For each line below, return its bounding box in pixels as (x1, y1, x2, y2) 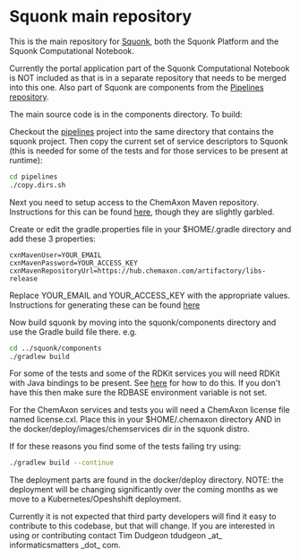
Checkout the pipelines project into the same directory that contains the (9, 126, 275, 136)
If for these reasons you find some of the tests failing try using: (9, 441, 242, 452)
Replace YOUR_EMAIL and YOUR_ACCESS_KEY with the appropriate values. (9, 290, 291, 301)
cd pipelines (9, 172, 58, 181)
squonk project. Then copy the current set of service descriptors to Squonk (9, 135, 288, 146)
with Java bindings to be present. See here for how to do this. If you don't (9, 378, 281, 388)
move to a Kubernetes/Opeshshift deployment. (9, 493, 182, 504)
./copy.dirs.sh (9, 180, 66, 189)
